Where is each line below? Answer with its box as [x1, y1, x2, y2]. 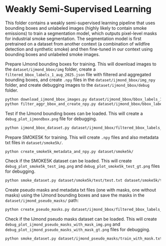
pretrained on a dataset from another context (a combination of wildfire [5, 41, 150, 47]
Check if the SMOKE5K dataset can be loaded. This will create [5, 158, 132, 164]
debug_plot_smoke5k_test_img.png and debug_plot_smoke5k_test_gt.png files [5, 163, 160, 169]
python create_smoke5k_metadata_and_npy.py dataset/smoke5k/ [5, 149, 134, 154]
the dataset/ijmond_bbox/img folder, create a [5, 66, 96, 72]
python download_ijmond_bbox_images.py [5, 97, 87, 102]
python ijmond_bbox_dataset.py [5, 125, 70, 130]
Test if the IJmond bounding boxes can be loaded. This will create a [5, 110, 143, 116]
